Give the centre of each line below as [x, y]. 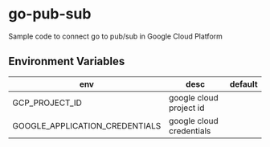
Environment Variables [67, 61]
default [243, 84]
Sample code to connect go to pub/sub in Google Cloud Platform [116, 36]
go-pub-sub [50, 14]
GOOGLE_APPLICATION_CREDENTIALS [87, 125]
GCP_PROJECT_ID [47, 103]
